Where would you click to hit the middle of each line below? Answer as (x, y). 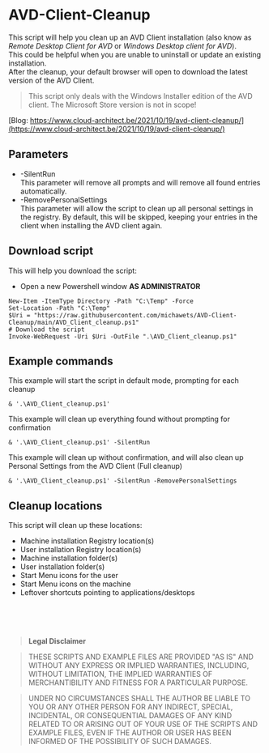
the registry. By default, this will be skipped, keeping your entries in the (139, 217)
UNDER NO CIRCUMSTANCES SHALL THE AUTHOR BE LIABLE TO (139, 699)
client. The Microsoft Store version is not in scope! (112, 104)
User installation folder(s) (62, 567)
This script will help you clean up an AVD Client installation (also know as (130, 37)
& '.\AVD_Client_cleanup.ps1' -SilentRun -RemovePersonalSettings (123, 481)
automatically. (43, 191)
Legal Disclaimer (57, 641)
